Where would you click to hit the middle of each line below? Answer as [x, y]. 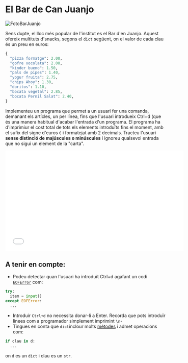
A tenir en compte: [35, 264]
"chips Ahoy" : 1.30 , [32, 82]
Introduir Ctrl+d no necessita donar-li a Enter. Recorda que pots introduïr [89, 316]
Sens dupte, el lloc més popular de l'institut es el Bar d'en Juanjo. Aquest [82, 33]
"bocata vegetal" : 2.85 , [36, 91]
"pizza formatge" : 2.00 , [36, 58]
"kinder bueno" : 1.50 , [34, 68]
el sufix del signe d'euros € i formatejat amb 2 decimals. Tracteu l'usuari [81, 132]
